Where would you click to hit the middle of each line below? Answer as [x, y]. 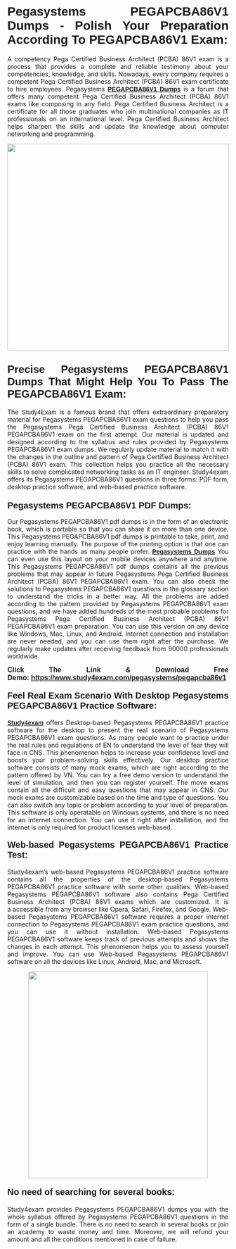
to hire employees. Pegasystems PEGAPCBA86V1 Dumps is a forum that [118, 89]
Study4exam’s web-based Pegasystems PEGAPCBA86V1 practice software [118, 872]
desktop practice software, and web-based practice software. [97, 487]
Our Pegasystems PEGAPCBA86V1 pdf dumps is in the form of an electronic [118, 522]
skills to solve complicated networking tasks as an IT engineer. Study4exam [118, 472]
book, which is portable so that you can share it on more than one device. [118, 529]
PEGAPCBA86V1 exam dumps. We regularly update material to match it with [118, 449]
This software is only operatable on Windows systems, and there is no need [118, 812]
